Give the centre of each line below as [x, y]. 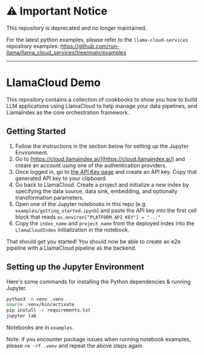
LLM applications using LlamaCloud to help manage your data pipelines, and [102, 106]
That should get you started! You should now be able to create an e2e [93, 241]
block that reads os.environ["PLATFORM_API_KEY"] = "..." [88, 217]
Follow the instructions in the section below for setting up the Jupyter [102, 146]
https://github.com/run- [90, 46]
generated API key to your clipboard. [61, 178]
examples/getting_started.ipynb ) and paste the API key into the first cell [106, 210]
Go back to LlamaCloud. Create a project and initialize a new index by [102, 184]
